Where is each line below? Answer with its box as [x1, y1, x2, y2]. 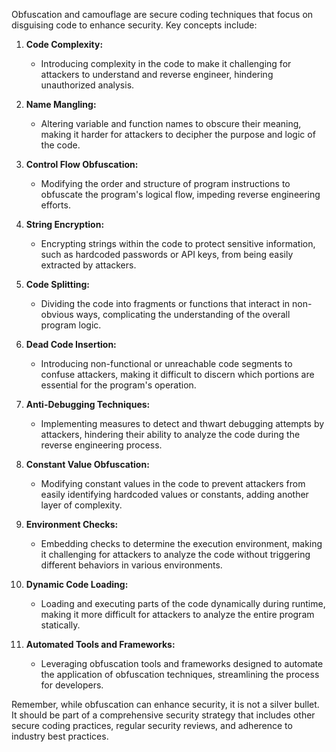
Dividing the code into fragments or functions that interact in [40, 298, 291, 309]
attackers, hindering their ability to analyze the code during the [40, 429, 301, 440]
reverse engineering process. [40, 439, 163, 451]
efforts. [40, 199, 71, 211]
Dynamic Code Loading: [25, 579, 129, 590]
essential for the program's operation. [40, 379, 197, 391]
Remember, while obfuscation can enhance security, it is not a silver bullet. [11, 699, 320, 710]
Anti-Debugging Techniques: [25, 399, 151, 410]
